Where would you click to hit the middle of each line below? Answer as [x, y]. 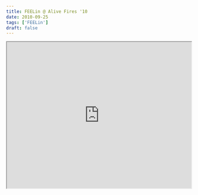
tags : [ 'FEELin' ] [27, 22]
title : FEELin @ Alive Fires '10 [47, 11]
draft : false [22, 28]
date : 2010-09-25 [27, 17]
